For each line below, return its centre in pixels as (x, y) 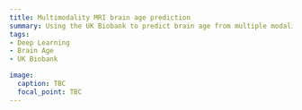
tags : (19, 34)
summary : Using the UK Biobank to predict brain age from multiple (138, 26)
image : (22, 76)
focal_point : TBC (50, 92)
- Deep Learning (40, 42)
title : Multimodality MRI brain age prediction (100, 17)
